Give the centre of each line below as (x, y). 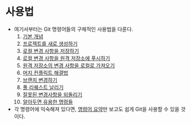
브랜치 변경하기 (40, 80)
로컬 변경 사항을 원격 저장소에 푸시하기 (66, 58)
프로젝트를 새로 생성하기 (50, 44)
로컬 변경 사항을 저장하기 (51, 51)
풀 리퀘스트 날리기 (43, 87)
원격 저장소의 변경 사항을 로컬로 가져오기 (69, 65)
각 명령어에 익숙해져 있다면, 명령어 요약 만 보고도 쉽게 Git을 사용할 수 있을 (96, 109)
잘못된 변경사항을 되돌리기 (53, 94)
